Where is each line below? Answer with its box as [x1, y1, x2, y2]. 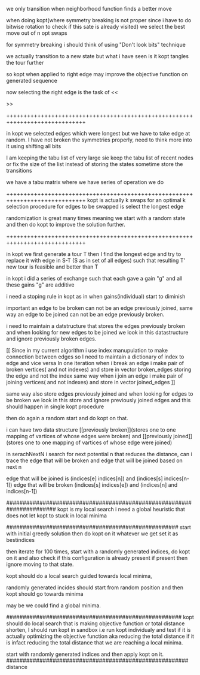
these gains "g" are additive [6, 281, 75, 288]
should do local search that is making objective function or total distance [6, 620, 185, 627]
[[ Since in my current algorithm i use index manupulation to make [6, 347, 168, 354]
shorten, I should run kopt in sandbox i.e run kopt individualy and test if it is [6, 626, 191, 633]
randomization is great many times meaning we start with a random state [6, 215, 186, 221]
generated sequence [6, 77, 58, 84]
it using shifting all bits [6, 143, 61, 149]
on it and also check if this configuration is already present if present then [6, 555, 188, 561]
